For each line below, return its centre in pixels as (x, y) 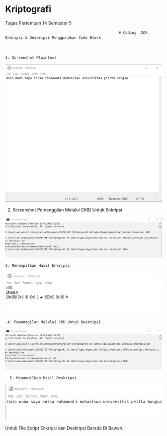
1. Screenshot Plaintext (31, 58)
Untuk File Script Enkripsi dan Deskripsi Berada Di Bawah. (64, 428)
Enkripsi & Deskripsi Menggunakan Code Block (53, 38)
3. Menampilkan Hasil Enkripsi (38, 265)
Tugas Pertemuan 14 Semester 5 (39, 23)
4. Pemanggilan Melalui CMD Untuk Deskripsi (54, 322)
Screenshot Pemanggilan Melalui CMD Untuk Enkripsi (67, 210)
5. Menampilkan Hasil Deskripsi (43, 378)
